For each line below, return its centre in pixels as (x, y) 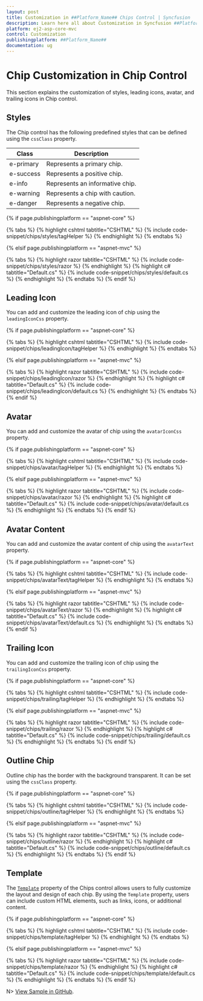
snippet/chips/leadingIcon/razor (46, 378)
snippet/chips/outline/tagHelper (46, 811)
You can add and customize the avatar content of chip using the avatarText (100, 544)
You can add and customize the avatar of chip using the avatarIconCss (94, 431)
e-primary (24, 164)
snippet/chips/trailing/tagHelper (46, 699)
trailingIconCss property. (39, 669)
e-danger (23, 203)
